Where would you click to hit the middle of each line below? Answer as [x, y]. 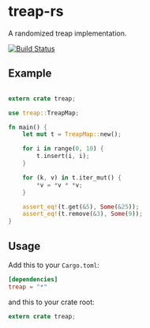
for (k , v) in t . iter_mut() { [72, 177]
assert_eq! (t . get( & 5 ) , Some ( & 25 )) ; [81, 207]
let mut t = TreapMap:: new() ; [72, 134]
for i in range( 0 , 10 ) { [63, 149]
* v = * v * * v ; [60, 185]
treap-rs [36, 11]
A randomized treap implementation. [67, 33]
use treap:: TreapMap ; [44, 113]
